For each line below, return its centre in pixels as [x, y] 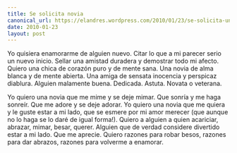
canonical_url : [30, 20]
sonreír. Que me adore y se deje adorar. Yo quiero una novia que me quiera [116, 105]
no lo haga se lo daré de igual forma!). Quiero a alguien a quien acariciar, [113, 120]
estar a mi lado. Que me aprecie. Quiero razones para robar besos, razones [117, 135]
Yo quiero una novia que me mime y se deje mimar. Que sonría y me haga [114, 97]
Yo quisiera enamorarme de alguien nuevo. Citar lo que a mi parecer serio [115, 54]
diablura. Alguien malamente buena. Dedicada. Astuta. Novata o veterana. [115, 84]
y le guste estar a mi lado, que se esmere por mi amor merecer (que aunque [118, 112]
